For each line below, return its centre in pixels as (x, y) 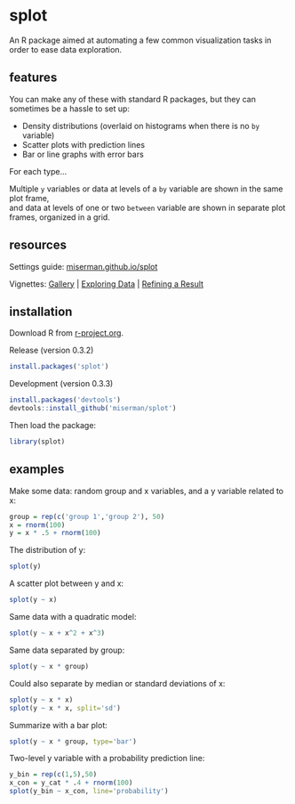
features (33, 78)
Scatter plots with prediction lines (83, 144)
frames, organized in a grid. (60, 217)
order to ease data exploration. (66, 49)
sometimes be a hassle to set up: (70, 109)
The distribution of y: (48, 550)
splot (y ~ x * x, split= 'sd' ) (65, 708)
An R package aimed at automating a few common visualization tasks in (140, 40)
